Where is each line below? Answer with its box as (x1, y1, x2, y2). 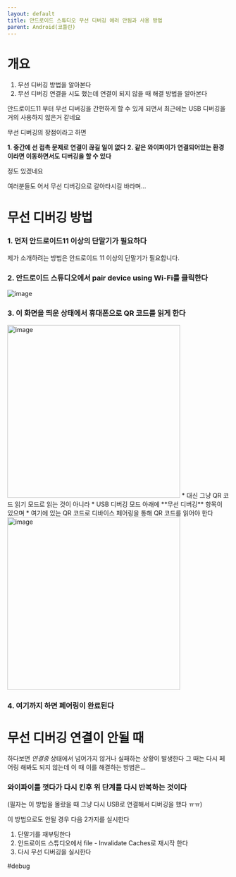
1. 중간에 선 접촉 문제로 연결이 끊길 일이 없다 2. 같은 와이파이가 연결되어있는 (7, 143, 212, 152)
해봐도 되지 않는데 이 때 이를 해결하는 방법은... (20, 763, 147, 772)
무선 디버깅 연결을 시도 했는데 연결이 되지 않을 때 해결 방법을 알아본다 (17, 90, 208, 98)
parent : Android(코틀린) (7, 23, 76, 30)
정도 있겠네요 (7, 167, 44, 176)
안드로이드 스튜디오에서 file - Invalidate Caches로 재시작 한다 (17, 838, 189, 847)
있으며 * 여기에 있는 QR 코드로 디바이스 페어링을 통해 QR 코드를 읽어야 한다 (7, 509, 213, 517)
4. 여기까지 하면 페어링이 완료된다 (7, 701, 114, 711)
